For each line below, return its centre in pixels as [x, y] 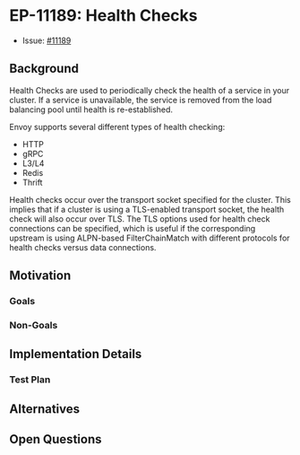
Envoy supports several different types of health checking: [117, 127]
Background [44, 69]
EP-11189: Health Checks [103, 16]
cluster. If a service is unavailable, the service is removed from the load [141, 100]
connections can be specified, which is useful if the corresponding [133, 228]
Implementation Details [76, 354]
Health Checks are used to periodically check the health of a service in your [149, 90]
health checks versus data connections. [83, 247]
